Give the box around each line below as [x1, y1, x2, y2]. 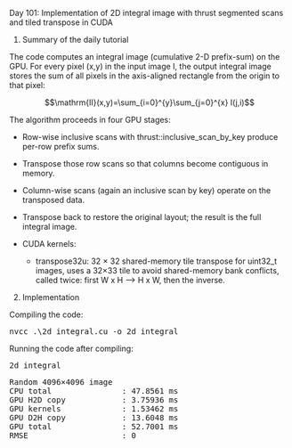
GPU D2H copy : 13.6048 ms [9, 413, 179, 422]
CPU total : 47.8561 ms [9, 387, 179, 395]
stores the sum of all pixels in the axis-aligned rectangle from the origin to [9, 70, 280, 81]
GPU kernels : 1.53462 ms [9, 404, 179, 413]
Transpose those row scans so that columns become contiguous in [21, 159, 269, 168]
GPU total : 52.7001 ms [9, 422, 179, 431]
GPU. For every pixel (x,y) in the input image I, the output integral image [9, 61, 272, 71]
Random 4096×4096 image [9, 378, 113, 387]
